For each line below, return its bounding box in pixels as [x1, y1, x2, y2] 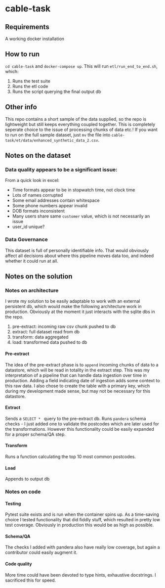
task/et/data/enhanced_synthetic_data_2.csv [5, 138, 98, 143]
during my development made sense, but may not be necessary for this [5, 388, 151, 394]
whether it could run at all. [5, 258, 58, 264]
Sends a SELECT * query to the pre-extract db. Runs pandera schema [5, 415, 146, 421]
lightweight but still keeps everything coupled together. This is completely [5, 121, 156, 127]
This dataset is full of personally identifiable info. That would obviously [5, 247, 149, 253]
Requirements [5, 23, 49, 31]
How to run [5, 50, 40, 58]
